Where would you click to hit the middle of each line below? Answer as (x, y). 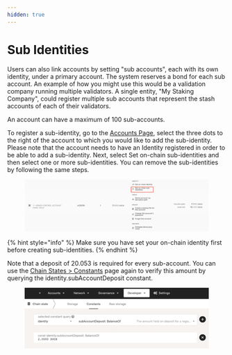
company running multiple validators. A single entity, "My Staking (101, 91)
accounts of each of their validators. (59, 106)
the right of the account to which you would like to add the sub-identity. (110, 140)
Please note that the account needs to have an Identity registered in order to (116, 147)
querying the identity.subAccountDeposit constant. (80, 278)
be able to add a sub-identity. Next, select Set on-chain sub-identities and (113, 155)
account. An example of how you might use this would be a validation (107, 84)
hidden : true (26, 15)
